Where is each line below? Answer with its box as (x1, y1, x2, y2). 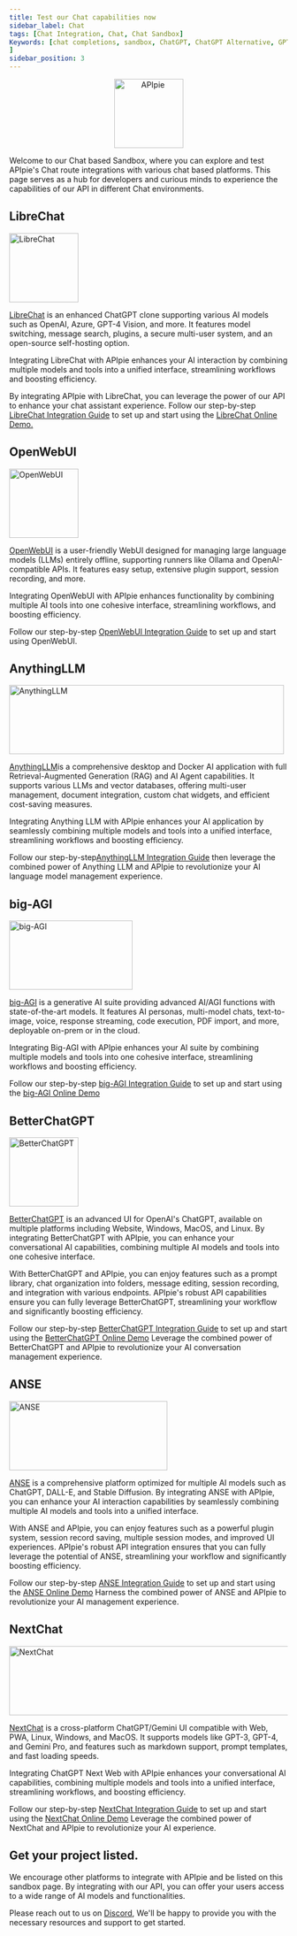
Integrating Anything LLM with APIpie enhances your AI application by (9, 816, 264, 827)
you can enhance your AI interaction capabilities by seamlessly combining (9, 1496, 279, 1507)
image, (9, 1016, 34, 1026)
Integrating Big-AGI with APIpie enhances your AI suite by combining (9, 1042, 259, 1053)
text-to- (256, 1006, 286, 1018)
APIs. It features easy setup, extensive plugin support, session (51, 564, 279, 574)
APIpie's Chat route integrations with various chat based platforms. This (9, 165, 271, 175)
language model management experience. (9, 871, 164, 881)
